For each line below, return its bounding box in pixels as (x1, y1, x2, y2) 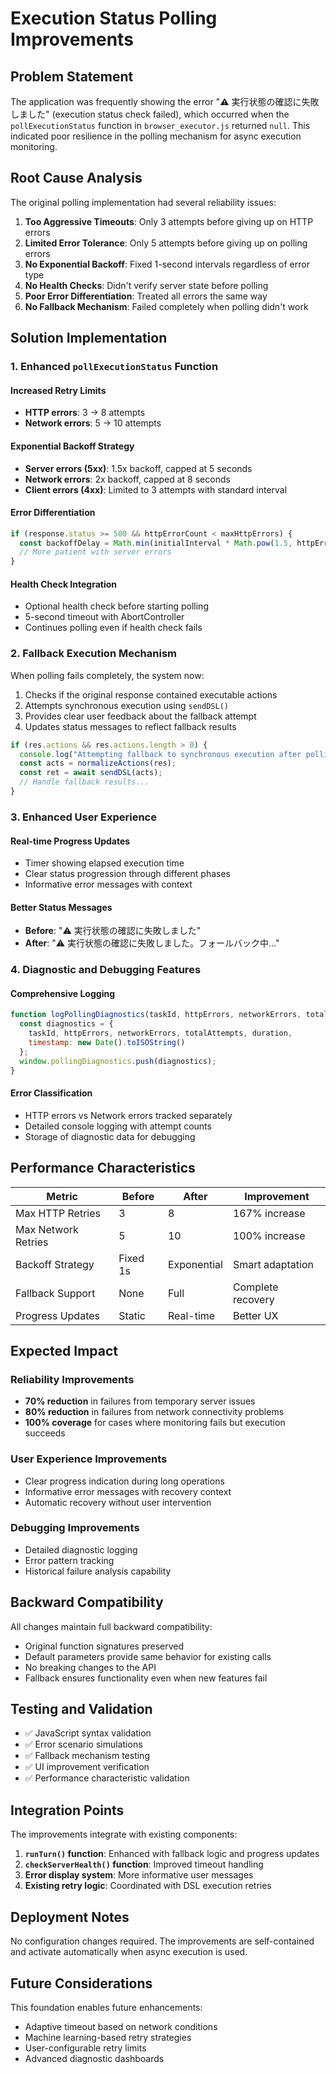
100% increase (232, 1228, 306, 1242)
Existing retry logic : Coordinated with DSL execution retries (24, 1880, 272, 1892)
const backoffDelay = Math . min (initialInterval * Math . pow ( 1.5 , (19, 538, 293, 548)
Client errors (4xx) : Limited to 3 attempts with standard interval (24, 483, 288, 496)
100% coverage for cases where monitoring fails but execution (24, 1417, 286, 1429)
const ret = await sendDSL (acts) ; (19, 768, 163, 778)
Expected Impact (10, 1342, 118, 1359)
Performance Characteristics (10, 1160, 196, 1177)
